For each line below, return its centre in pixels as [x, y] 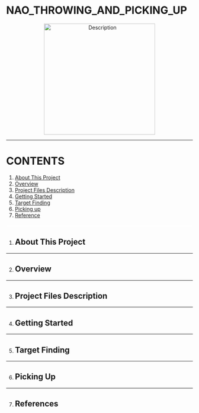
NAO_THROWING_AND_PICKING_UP [97, 10]
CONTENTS [36, 161]
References [36, 404]
